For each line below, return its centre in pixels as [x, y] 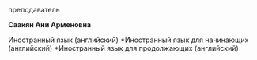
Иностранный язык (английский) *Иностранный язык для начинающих [128, 40]
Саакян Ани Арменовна [50, 25]
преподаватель [34, 10]
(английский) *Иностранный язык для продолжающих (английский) [123, 48]
